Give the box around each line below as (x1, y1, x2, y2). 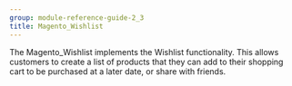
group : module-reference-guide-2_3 (9, 13, 145, 23)
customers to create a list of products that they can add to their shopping (9, 56, 284, 67)
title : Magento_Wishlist (9, 22, 104, 31)
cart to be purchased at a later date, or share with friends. (9, 65, 227, 77)
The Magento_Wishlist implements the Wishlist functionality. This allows (9, 46, 279, 57)
